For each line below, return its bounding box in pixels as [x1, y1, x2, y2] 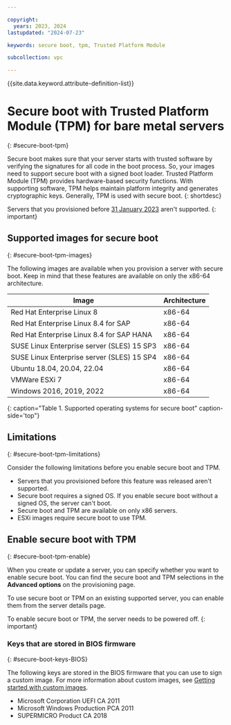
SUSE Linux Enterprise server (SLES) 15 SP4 [10, 352, 157, 361]
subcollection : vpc [7, 54, 64, 61]
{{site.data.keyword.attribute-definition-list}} [7, 79, 135, 87]
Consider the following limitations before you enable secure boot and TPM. [7, 463, 221, 472]
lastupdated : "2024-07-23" [7, 29, 85, 36]
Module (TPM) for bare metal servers [7, 119, 225, 134]
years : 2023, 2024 [13, 22, 67, 30]
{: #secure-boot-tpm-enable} [7, 552, 91, 561]
